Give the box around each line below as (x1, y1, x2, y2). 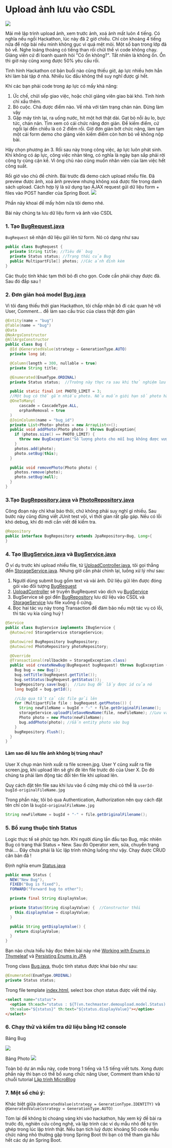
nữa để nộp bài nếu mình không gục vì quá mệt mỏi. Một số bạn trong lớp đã (5, 41, 167, 47)
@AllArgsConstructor (5, 337, 50, 342)
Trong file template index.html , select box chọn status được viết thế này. (5, 987, 158, 993)
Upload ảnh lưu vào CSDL (5, 4, 116, 15)
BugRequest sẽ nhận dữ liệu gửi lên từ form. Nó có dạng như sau (5, 234, 139, 240)
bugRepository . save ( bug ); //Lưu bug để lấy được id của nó (14, 682, 153, 687)
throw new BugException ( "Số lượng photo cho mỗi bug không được (18, 437, 159, 442)
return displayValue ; (14, 929, 60, 934)
